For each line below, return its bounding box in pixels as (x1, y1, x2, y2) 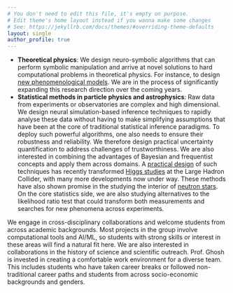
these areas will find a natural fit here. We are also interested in (7, 240, 189, 249)
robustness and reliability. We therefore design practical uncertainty (17, 137, 213, 146)
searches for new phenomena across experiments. (17, 205, 164, 213)
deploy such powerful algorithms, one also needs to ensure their (17, 130, 204, 139)
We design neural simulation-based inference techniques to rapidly (17, 108, 211, 116)
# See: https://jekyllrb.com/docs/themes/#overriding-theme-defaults (7, 23, 215, 30)
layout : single (7, 29, 52, 37)
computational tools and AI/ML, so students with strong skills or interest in (7, 233, 221, 242)
